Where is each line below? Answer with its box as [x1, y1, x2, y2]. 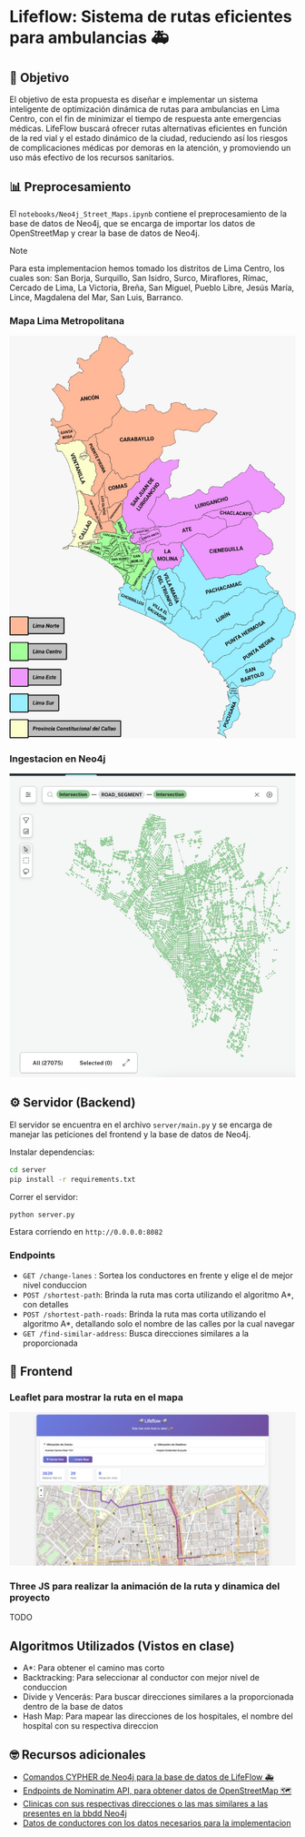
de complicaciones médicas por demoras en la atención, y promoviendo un [9, 143, 291, 153]
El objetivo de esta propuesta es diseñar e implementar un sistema [9, 94, 259, 105]
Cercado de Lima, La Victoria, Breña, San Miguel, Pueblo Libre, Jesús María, [9, 282, 295, 293]
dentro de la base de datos [22, 1701, 124, 1712]
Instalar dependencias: [9, 1146, 95, 1157]
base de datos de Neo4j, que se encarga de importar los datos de [9, 217, 256, 228]
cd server [9, 1165, 47, 1175]
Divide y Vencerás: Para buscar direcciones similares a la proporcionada [22, 1691, 294, 1702]
